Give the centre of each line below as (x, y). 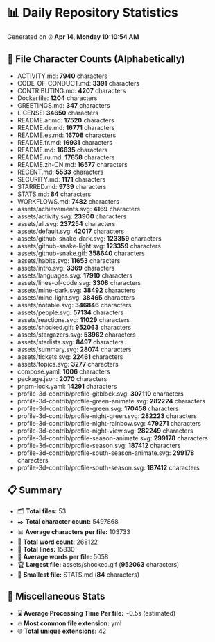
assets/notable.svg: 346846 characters (74, 305)
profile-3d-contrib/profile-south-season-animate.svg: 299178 (106, 453)
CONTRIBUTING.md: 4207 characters (71, 90)
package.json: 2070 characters (62, 378)
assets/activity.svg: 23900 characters (72, 216)
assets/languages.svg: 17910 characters (75, 275)
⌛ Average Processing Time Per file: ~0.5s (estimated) (96, 613)
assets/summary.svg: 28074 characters (74, 349)
